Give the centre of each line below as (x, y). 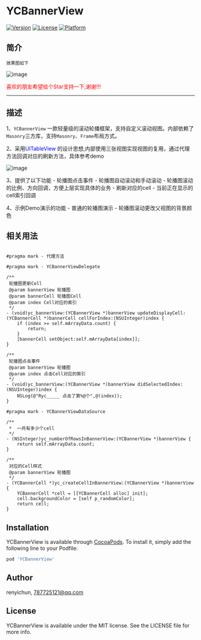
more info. (19, 632)
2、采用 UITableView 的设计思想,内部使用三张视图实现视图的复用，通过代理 (98, 148)
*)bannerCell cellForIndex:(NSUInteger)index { (104, 319)
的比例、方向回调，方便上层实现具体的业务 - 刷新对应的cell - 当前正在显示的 (100, 188)
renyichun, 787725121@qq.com (45, 592)
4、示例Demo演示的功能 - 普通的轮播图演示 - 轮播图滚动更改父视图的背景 (97, 208)
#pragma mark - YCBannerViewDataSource (56, 412)
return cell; (33, 504)
